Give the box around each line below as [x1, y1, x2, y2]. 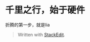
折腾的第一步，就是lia [5, 22, 50, 28]
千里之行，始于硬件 [5, 4, 85, 16]
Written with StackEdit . [17, 32, 66, 38]
